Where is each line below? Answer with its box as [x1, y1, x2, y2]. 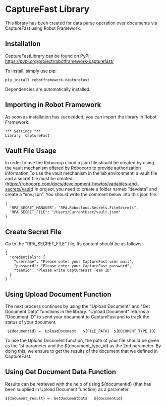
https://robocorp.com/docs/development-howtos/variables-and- [6, 181, 139, 187]
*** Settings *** [5, 128, 41, 134]
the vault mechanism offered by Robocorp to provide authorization [5, 165, 141, 171]
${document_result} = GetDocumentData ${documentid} [5, 396, 123, 401]
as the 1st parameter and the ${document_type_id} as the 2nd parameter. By [5, 343, 161, 349]
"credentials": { [9, 255, 46, 260]
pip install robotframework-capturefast [5, 77, 90, 83]
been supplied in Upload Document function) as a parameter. [5, 386, 130, 392]
